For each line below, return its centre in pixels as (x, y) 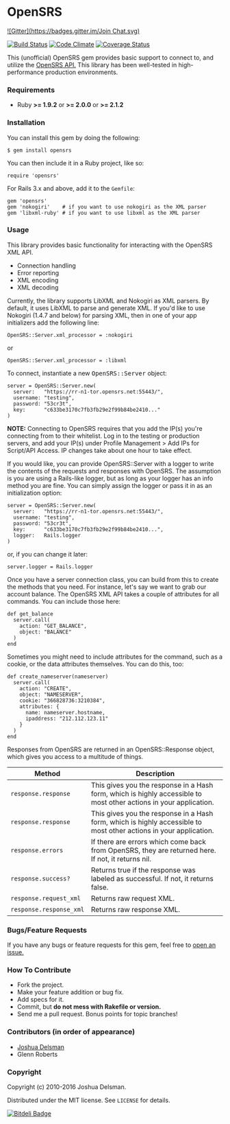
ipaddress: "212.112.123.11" (67, 718)
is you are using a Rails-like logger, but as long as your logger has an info (110, 478)
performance (26, 72)
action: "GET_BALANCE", (53, 626)
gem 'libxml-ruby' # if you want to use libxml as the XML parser (104, 213)
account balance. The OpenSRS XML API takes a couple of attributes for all (113, 594)
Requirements (31, 90)
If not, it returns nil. (121, 858)
